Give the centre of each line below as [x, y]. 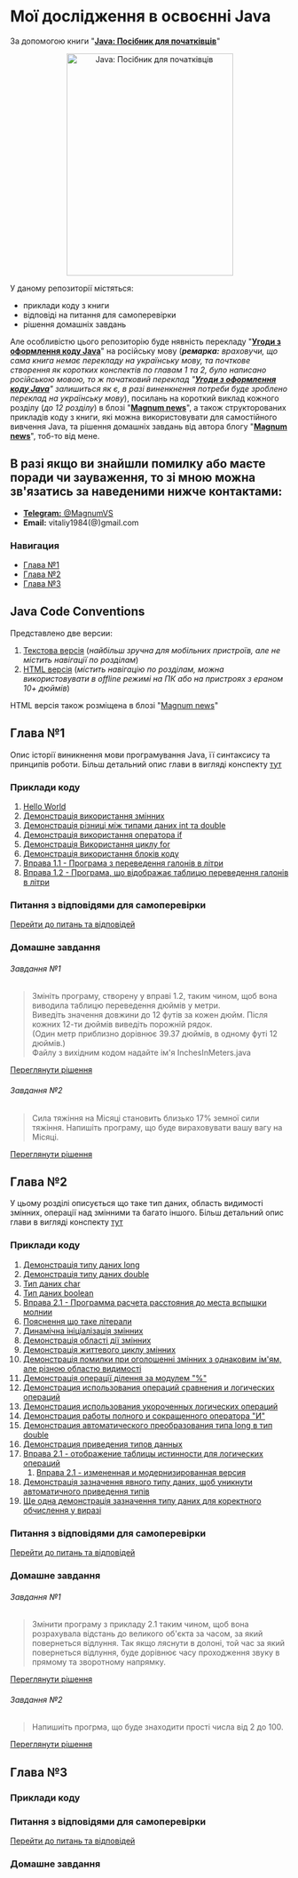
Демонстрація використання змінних [94, 816]
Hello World [44, 806]
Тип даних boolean [58, 1293]
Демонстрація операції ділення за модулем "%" [115, 1378]
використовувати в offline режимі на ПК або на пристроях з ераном [153, 678]
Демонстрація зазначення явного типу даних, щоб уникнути [137, 1482]
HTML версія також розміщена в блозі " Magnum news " [114, 705]
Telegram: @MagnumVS [68, 513]
